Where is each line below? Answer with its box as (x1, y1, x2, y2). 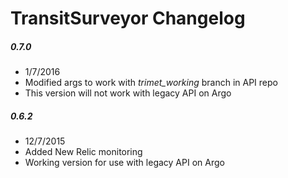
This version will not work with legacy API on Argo (24, 87, 232, 99)
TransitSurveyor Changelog (10, 7, 246, 30)
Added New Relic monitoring (24, 146, 143, 158)
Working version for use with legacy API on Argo (24, 157, 225, 169)
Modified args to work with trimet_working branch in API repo (24, 77, 278, 89)
